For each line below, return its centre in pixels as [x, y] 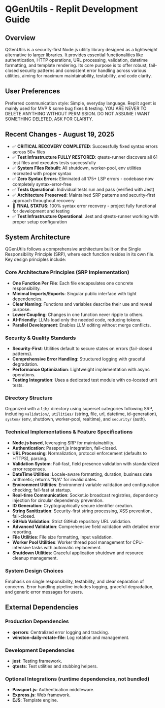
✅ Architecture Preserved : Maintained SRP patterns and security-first [84, 195]
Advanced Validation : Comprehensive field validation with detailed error [86, 527]
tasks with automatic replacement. [67, 547]
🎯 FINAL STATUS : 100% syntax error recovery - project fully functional [84, 206]
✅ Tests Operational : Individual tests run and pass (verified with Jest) [83, 189]
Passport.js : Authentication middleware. [53, 690]
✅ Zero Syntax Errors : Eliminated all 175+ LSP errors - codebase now [83, 178]
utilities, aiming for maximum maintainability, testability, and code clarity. [79, 76]
